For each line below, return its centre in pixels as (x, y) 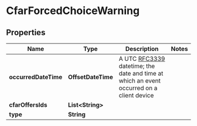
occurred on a (138, 88)
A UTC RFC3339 (142, 59)
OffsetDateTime (90, 77)
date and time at (141, 73)
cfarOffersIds (28, 105)
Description (142, 49)
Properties (26, 33)
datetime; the (137, 66)
